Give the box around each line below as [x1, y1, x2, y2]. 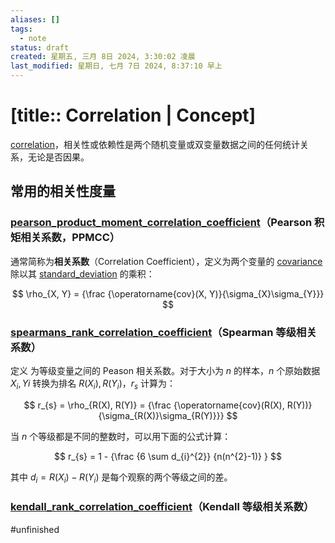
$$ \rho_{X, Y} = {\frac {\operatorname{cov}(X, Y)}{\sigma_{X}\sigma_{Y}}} [11, 287, 325, 300]
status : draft [10, 42, 70, 53]
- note [19, 33, 47, 43]
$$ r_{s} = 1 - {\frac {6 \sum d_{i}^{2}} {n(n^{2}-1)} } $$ [54, 450, 282, 462]
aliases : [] [10, 14, 60, 25]
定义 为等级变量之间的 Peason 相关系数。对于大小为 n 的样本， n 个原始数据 [10, 364, 321, 376]
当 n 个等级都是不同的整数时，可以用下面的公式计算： [10, 430, 232, 442]
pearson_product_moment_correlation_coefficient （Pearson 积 [10, 216, 325, 230]
